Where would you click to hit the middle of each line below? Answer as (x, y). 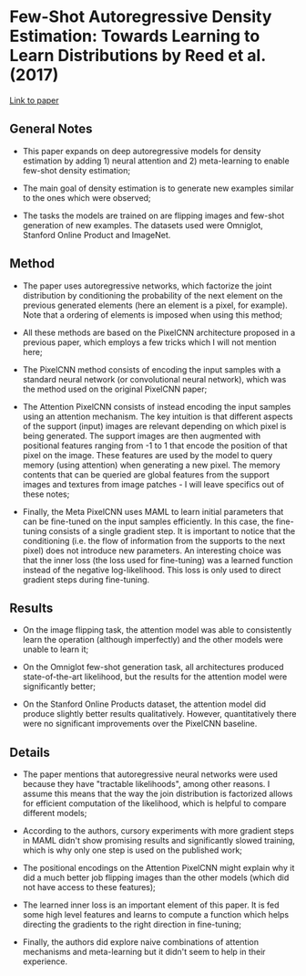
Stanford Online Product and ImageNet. (97, 235)
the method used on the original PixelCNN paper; (115, 389)
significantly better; (59, 687)
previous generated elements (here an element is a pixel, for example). (155, 305)
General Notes (51, 129)
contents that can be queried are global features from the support (146, 474)
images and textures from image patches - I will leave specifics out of (153, 484)
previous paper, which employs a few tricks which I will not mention (149, 342)
